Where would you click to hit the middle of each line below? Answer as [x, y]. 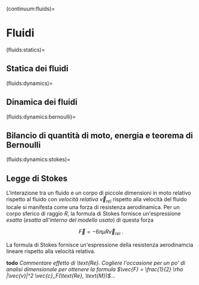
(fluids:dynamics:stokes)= [38, 160]
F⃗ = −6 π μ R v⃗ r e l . [101, 232]
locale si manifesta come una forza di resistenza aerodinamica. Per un [93, 207]
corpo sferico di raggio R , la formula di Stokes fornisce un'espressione [93, 213]
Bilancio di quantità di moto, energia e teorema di [100, 135]
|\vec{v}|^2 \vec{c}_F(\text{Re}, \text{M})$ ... [61, 275]
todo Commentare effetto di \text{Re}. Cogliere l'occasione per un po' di [96, 263]
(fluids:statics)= [26, 49]
